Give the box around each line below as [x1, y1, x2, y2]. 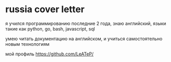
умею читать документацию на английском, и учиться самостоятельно [5, 36, 163, 42]
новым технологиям [5, 41, 50, 47]
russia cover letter [5, 4, 85, 15]
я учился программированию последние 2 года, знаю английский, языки [5, 20, 166, 26]
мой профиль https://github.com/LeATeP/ [5, 51, 94, 57]
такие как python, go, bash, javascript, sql [5, 25, 95, 32]
